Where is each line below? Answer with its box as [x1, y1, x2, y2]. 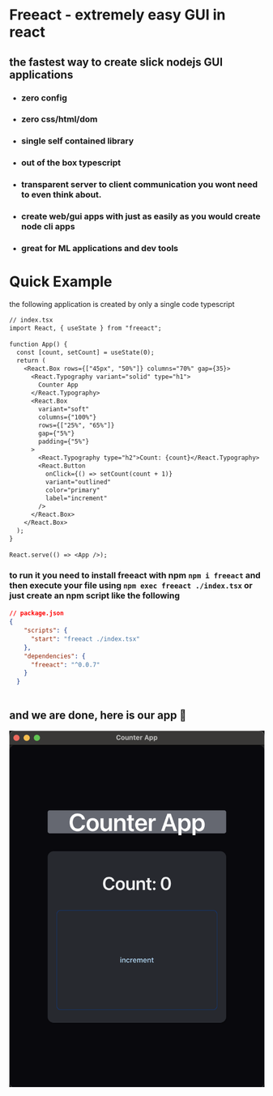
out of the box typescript [20, 157, 122, 168]
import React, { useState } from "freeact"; [9, 324, 162, 332]
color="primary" [45, 486, 100, 494]
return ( [16, 356, 46, 365]
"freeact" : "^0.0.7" [30, 660, 100, 669]
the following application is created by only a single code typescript [9, 299, 235, 309]
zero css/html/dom [20, 113, 98, 125]
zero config [20, 92, 68, 103]
